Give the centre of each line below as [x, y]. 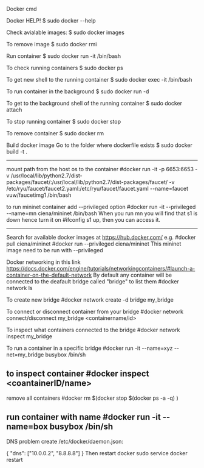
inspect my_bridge [29, 336]
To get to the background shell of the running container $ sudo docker [94, 103]
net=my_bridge [25, 355]
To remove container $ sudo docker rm [55, 133]
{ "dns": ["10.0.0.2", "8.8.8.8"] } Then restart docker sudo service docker [97, 453]
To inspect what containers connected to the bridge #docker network [93, 330]
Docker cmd [22, 9]
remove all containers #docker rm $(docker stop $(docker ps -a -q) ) [93, 398]
